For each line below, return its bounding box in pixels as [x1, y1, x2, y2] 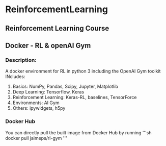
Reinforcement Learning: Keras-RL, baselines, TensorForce [12, 94, 137, 101]
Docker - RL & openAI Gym [5, 41, 91, 50]
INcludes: [5, 74, 25, 80]
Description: [5, 56, 37, 63]
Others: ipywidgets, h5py [12, 105, 66, 111]
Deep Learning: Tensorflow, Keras [12, 89, 85, 95]
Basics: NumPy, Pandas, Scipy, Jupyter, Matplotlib [12, 83, 118, 90]
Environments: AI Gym [12, 100, 60, 106]
